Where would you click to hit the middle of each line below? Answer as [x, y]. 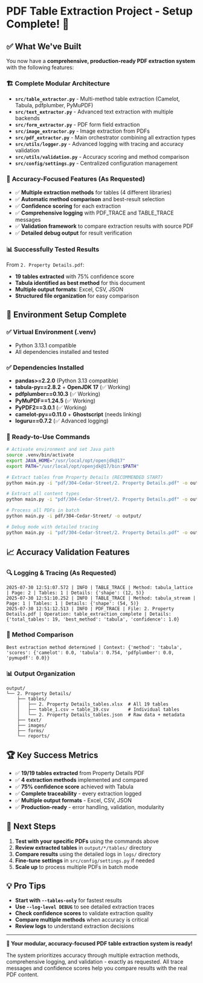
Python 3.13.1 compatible [46, 345]
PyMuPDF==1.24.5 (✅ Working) [55, 401]
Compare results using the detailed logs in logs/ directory [88, 854]
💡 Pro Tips [26, 886]
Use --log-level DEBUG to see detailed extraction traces [85, 907]
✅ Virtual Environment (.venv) [51, 332]
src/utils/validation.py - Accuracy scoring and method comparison [102, 157]
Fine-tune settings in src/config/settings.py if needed [85, 860]
